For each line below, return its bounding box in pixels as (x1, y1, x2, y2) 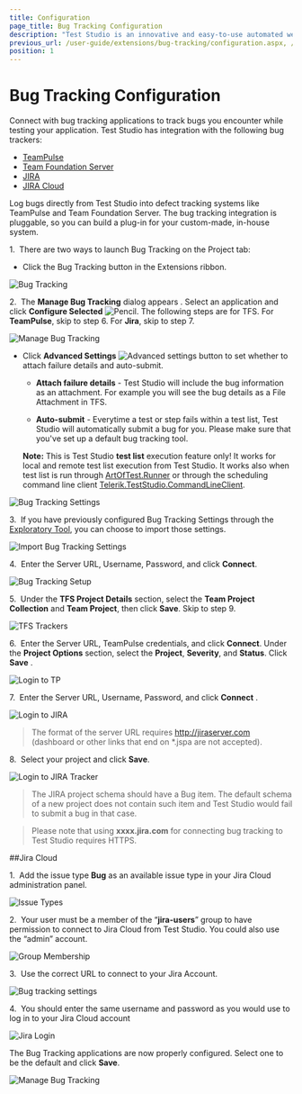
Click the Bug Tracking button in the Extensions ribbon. (22, 262, 227, 273)
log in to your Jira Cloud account (9, 1013, 130, 1024)
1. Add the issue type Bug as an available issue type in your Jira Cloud (9, 870, 271, 881)
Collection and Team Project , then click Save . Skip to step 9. (9, 603, 236, 614)
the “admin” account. (9, 934, 88, 945)
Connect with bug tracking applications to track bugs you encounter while (9, 115, 284, 126)
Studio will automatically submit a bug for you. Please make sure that (35, 424, 291, 435)
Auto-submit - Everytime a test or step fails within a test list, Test (35, 414, 279, 425)
